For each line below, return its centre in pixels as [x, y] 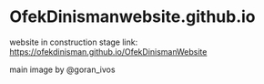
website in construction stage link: [74, 42]
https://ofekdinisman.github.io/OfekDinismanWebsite [108, 51]
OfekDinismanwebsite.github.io [133, 17]
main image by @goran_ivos [62, 69]
